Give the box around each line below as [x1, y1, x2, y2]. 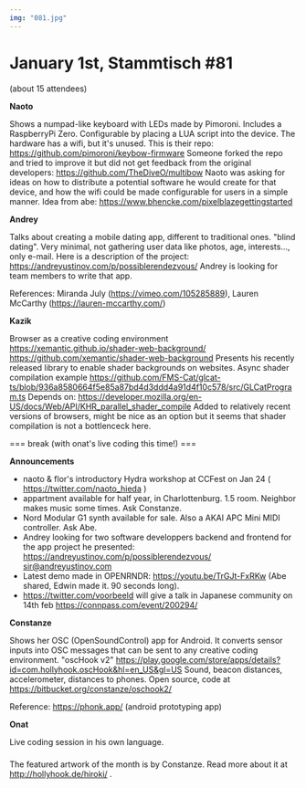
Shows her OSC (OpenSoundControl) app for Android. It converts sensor [9, 635, 283, 646]
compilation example [9, 372, 89, 383]
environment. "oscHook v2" [9, 654, 114, 665]
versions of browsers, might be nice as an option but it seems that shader [9, 410, 287, 421]
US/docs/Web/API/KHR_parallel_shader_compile [9, 401, 192, 412]
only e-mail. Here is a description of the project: [9, 250, 190, 261]
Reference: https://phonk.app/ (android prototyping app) [9, 700, 222, 712]
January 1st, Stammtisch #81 [9, 52, 233, 73]
